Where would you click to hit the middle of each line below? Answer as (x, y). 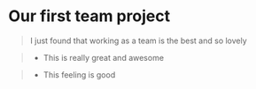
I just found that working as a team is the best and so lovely (138, 41)
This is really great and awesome (104, 57)
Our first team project (89, 16)
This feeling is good (79, 74)
